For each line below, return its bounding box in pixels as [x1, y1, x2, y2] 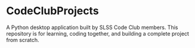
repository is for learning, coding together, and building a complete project [6, 30, 190, 37]
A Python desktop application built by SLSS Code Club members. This [6, 24, 178, 31]
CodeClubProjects [6, 4, 100, 18]
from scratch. [6, 36, 40, 43]
